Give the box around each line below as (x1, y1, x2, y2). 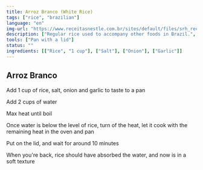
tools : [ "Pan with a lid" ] (6, 37, 74, 43)
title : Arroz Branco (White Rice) (6, 8, 94, 15)
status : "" (6, 43, 34, 49)
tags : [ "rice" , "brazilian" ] (6, 14, 80, 20)
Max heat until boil (6, 110, 53, 117)
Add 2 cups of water (6, 98, 57, 105)
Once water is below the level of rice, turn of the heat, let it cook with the (6, 121, 188, 128)
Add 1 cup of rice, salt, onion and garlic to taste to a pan (6, 86, 146, 93)
